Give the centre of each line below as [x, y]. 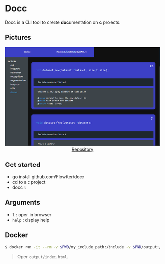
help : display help [31, 220]
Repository [82, 149]
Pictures [18, 38]
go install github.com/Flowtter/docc [48, 177]
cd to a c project [29, 182]
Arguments [23, 203]
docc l [19, 187]
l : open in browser [32, 214]
